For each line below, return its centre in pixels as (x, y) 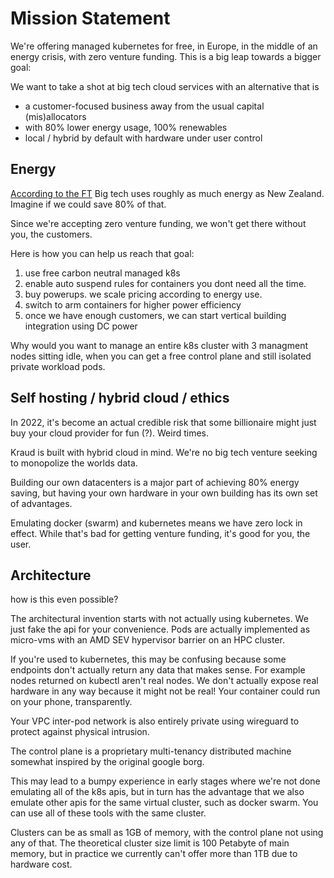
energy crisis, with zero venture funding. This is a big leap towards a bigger (166, 56)
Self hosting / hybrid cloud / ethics (120, 398)
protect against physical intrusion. (80, 732)
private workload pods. (58, 366)
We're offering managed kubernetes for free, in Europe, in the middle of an (164, 46)
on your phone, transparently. (71, 702)
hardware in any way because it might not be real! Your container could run (165, 691)
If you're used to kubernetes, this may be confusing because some (148, 659)
